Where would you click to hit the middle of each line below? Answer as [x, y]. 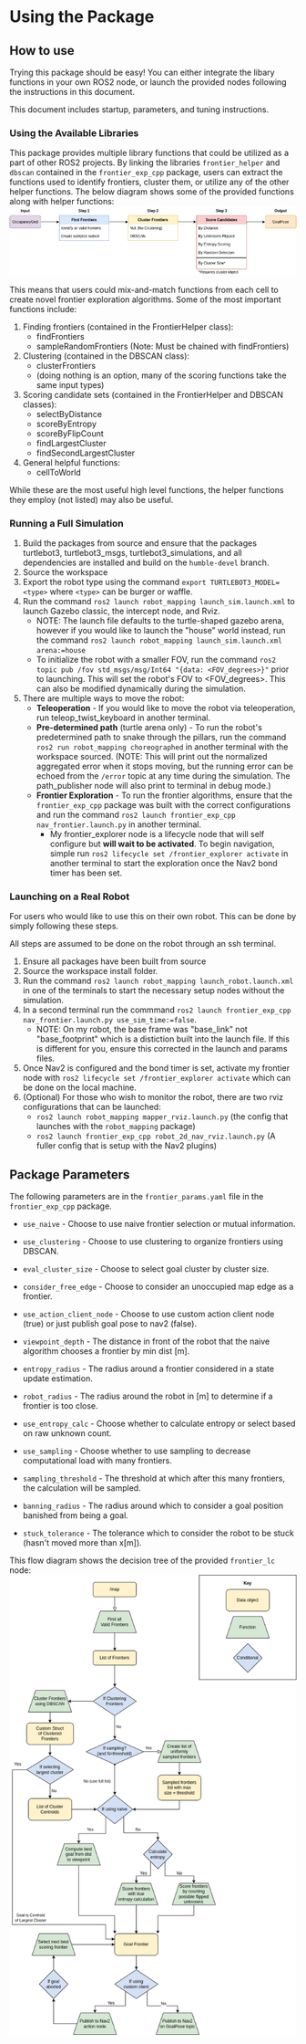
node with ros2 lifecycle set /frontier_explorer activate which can [157, 1078]
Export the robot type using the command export [114, 582]
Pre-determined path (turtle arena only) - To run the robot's [149, 727]
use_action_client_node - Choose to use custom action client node [148, 1314]
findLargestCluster [71, 443]
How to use [42, 51]
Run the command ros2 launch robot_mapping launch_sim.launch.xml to [159, 601]
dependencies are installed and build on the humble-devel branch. [146, 562]
